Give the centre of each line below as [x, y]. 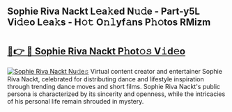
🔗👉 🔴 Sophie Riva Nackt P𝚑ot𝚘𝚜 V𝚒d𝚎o [96, 51]
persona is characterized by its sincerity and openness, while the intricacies [116, 94]
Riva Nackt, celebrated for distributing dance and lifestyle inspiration [106, 79]
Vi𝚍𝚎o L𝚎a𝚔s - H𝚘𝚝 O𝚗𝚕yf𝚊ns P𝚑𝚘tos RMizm [109, 23]
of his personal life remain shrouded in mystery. [76, 101]
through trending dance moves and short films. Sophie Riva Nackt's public [114, 87]
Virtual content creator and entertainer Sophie [156, 71]
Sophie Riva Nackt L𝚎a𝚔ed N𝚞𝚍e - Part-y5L [104, 11]
